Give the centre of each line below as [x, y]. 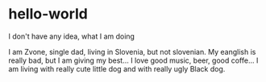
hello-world [48, 14]
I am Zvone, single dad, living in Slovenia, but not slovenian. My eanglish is [132, 51]
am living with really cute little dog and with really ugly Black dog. [117, 68]
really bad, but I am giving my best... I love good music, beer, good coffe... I [133, 60]
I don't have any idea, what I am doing [72, 36]
